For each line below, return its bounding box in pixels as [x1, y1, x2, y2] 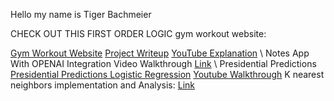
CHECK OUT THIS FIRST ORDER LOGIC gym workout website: [10, 28, 267, 39]
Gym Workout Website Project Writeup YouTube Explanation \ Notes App [10, 47, 310, 59]
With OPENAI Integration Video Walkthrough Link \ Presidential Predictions [10, 58, 317, 69]
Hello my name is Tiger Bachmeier [10, 9, 152, 20]
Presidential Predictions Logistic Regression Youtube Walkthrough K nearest [10, 69, 325, 80]
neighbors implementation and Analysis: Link [10, 79, 195, 91]
